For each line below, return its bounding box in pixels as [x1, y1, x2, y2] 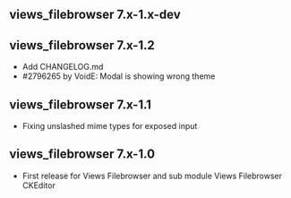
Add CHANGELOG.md [21, 62, 104, 73]
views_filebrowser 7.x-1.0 [9, 147, 155, 162]
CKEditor [21, 179, 56, 191]
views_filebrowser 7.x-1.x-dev [9, 7, 181, 22]
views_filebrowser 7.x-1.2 [9, 38, 155, 53]
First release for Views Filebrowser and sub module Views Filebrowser [21, 170, 282, 181]
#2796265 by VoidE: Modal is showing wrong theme [21, 71, 216, 82]
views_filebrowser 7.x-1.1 [9, 97, 152, 112]
